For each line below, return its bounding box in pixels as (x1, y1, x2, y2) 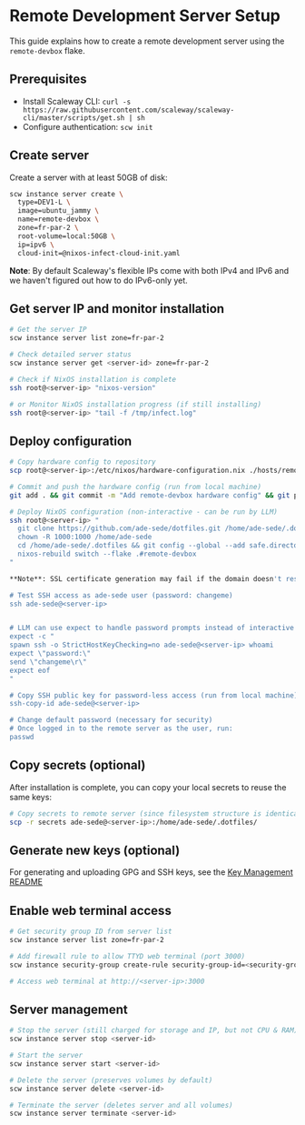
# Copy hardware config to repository (9, 457, 156, 467)
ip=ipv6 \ (17, 240, 54, 249)
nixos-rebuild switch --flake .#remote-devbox (17, 549, 197, 559)
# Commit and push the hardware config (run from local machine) (9, 482, 261, 491)
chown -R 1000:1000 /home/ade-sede (17, 533, 152, 542)
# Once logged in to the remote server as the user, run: (9, 724, 233, 733)
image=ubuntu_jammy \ (17, 206, 100, 216)
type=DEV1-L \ (17, 197, 71, 207)
